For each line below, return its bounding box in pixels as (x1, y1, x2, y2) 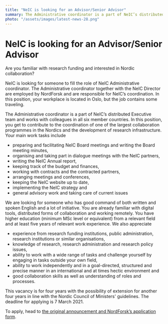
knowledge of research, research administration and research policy (12, 241, 153, 247)
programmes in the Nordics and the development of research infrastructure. (5, 127, 162, 133)
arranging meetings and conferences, (12, 174, 90, 180)
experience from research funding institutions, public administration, (12, 230, 154, 236)
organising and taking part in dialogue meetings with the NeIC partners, (12, 153, 160, 159)
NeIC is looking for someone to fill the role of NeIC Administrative (5, 80, 140, 86)
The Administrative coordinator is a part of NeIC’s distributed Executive (5, 111, 151, 117)
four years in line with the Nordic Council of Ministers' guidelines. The (5, 293, 149, 299)
